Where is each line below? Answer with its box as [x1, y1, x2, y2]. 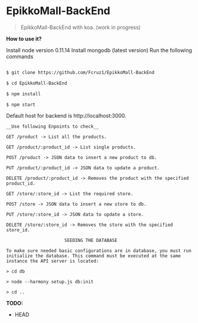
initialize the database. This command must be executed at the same [6, 253, 181, 259]
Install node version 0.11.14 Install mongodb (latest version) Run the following [6, 46, 192, 54]
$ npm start [6, 102, 35, 108]
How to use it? [6, 35, 42, 42]
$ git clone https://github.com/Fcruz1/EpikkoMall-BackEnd [6, 69, 155, 75]
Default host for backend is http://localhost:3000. [6, 112, 126, 119]
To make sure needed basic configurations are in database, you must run [6, 248, 192, 254]
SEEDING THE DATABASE [64, 238, 118, 244]
